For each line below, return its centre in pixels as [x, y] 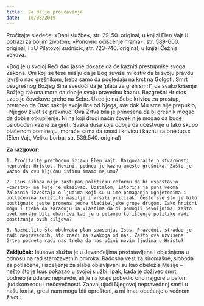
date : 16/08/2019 [31, 18]
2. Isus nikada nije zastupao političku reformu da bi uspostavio [92, 182]
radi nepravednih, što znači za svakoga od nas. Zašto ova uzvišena [95, 235]
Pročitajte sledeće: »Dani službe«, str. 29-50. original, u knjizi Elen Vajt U [97, 35]
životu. [15, 297]
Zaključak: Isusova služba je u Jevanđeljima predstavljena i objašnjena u [98, 252]
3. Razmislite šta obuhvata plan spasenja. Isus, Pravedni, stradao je [99, 230]
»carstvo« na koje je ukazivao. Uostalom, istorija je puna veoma [92, 187]
